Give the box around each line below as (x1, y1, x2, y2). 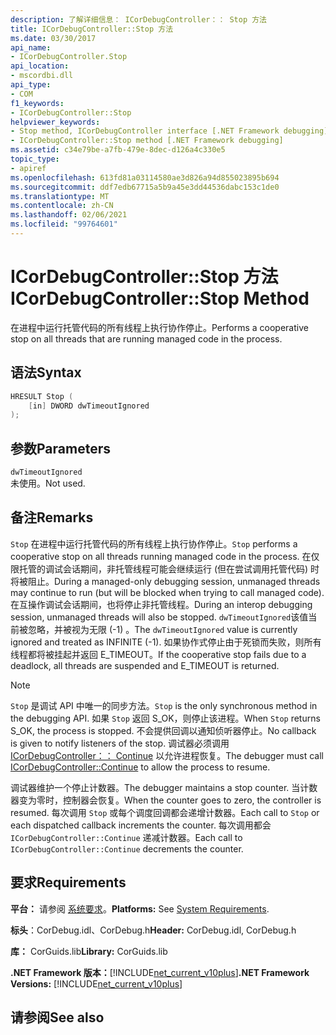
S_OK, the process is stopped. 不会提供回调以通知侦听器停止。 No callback (10, 724, 317, 736)
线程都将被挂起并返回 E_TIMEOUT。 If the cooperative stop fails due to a (10, 648, 307, 660)
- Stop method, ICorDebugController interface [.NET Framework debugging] (10, 126, 329, 136)
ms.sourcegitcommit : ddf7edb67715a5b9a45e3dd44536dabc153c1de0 (10, 182, 280, 192)
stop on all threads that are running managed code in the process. (10, 332, 283, 345)
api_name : (10, 42, 52, 53)
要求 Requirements (10, 874, 127, 891)
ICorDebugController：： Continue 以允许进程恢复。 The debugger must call (10, 749, 324, 761)
